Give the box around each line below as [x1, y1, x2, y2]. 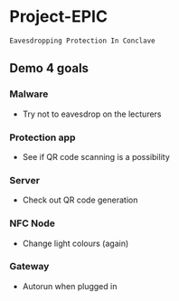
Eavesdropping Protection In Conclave [9, 36, 155, 45]
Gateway [9, 260, 50, 273]
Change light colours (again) [22, 238, 129, 249]
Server [9, 174, 41, 186]
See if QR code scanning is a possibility [22, 151, 170, 162]
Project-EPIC [9, 6, 108, 27]
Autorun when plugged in [22, 280, 118, 291]
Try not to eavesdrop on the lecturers [22, 108, 162, 119]
